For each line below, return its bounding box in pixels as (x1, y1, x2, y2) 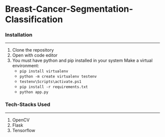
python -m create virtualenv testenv (19, 74, 97, 79)
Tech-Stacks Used (5, 101, 51, 108)
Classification (5, 14, 63, 25)
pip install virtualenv (19, 69, 69, 74)
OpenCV (12, 117, 30, 123)
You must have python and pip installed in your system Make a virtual (12, 57, 153, 63)
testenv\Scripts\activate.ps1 (19, 80, 82, 84)
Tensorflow (12, 127, 35, 133)
